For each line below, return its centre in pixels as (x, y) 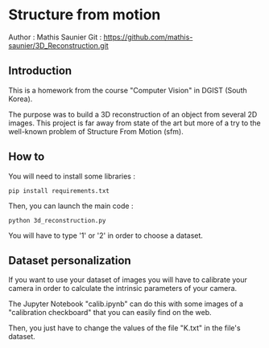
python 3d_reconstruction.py (57, 220)
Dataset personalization (70, 260)
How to (27, 157)
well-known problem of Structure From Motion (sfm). (96, 131)
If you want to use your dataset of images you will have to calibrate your (128, 280)
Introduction (40, 71)
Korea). (21, 99)
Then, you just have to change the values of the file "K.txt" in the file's (124, 328)
